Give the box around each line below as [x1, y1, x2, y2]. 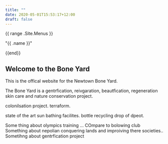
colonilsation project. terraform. [5, 103, 71, 109]
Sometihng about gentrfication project [5, 133, 85, 139]
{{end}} [5, 50, 21, 56]
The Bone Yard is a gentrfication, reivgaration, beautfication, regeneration [5, 88, 158, 94]
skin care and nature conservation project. [5, 93, 93, 99]
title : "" [5, 7, 26, 13]
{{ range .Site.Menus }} [5, 31, 53, 37]
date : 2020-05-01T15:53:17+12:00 [5, 12, 75, 17]
